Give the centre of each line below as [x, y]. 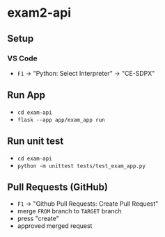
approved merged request [55, 226]
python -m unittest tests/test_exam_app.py [81, 166]
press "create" [38, 219]
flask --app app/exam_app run [61, 120]
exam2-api [39, 13]
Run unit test [36, 141]
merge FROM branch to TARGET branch [69, 211]
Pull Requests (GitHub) [57, 187]
